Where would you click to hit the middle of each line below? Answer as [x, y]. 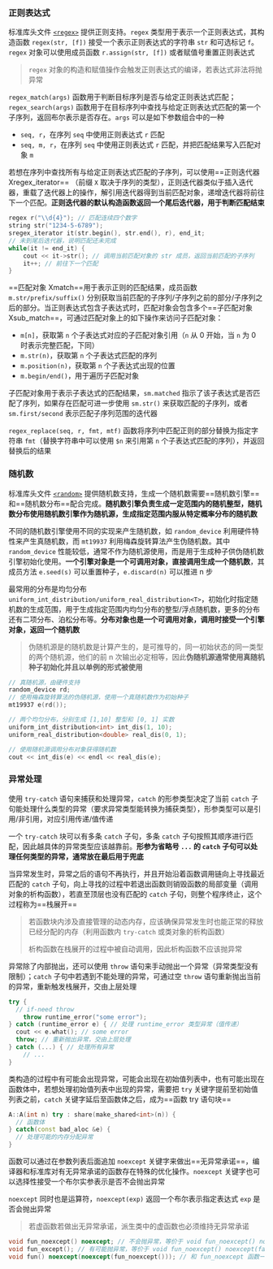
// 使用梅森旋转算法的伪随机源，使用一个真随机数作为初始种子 [99, 697]
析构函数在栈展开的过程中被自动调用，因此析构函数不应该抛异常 [135, 949]
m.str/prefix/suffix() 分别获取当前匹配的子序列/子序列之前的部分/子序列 [132, 297]
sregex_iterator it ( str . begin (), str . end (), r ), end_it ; [107, 233]
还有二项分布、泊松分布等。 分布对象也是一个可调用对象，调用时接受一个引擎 [136, 619]
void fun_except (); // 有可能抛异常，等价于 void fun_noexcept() [115, 1249]
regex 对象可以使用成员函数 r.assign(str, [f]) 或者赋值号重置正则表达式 [132, 52]
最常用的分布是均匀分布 [48, 589]
